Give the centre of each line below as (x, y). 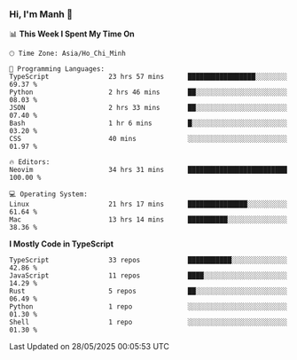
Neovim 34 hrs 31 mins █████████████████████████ (148, 170)
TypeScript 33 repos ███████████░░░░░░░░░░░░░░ (148, 261)
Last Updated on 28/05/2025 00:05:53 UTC (90, 347)
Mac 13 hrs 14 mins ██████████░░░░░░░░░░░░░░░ (148, 220)
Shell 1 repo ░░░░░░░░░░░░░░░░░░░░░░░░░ (148, 323)
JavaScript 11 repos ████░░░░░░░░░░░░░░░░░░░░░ (148, 276)
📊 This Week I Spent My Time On (72, 34)
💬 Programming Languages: (57, 69)
